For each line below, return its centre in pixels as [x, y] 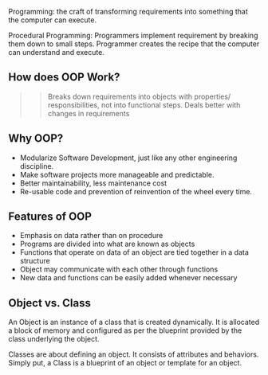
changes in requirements [89, 113]
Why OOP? [36, 139]
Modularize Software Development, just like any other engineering [128, 158]
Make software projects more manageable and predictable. [117, 174]
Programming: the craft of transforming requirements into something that [128, 12]
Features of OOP [50, 217]
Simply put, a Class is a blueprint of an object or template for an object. [125, 363]
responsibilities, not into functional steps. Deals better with [144, 105]
